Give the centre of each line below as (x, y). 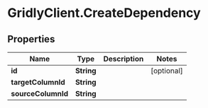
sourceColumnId (40, 94)
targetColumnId (38, 82)
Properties (31, 39)
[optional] (166, 71)
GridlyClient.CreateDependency (104, 13)
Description (124, 59)
